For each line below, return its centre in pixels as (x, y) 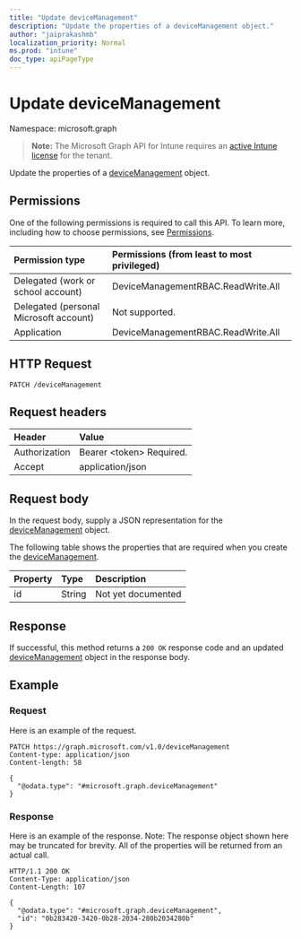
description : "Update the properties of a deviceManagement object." (142, 26)
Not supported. (144, 312)
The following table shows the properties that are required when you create (149, 547)
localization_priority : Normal (68, 43)
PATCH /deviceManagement (56, 385)
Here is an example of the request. (73, 730)
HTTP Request (51, 364)
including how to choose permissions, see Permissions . (112, 232)
